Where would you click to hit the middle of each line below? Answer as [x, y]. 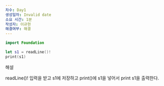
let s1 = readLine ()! [28, 52]
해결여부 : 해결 [18, 29]
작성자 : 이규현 [18, 24]
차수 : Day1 [16, 10]
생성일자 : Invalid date [29, 15]
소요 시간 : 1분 [19, 19]
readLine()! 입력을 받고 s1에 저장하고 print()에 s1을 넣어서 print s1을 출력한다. [82, 78]
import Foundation [25, 43]
